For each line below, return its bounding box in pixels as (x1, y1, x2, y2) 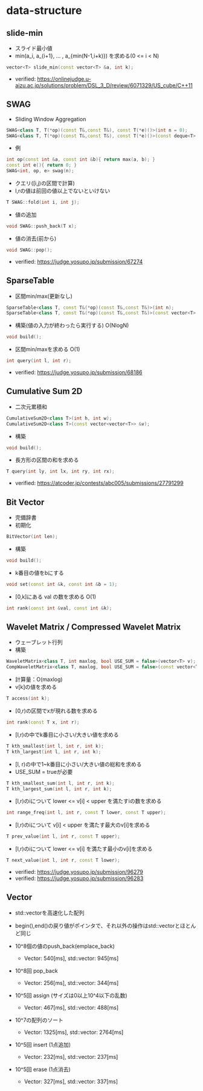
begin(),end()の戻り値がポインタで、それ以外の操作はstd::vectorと (14, 922, 181, 929)
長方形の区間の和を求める (14, 456, 79, 464)
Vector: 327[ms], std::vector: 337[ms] (24, 1078, 118, 1085)
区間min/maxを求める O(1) (14, 346, 80, 353)
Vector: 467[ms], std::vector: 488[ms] (24, 1004, 119, 1011)
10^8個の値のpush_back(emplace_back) (14, 942, 115, 950)
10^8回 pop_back (14, 967, 59, 974)
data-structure (6, 4, 82, 18)
